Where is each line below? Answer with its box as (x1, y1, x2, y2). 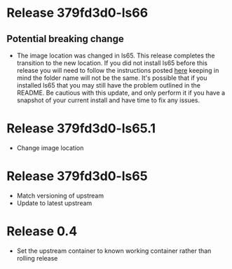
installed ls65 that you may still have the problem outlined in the (16, 81, 201, 89)
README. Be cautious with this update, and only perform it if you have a (16, 89, 226, 97)
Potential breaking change (6, 33, 124, 45)
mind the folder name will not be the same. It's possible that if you (16, 74, 207, 82)
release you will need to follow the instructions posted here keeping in (16, 67, 219, 74)
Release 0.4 (6, 223, 78, 240)
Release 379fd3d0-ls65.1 (6, 120, 156, 137)
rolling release (16, 254, 58, 262)
